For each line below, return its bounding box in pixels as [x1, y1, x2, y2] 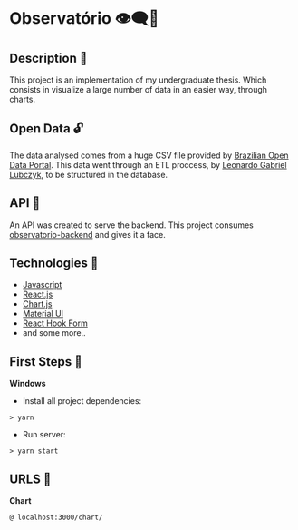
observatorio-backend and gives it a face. [9, 229, 166, 240]
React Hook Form [22, 318, 88, 329]
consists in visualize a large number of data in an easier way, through [9, 84, 268, 94]
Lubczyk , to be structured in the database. [9, 169, 168, 180]
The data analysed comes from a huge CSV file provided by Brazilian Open [9, 150, 289, 161]
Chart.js [22, 299, 53, 309]
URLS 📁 [9, 471, 52, 486]
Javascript [22, 280, 62, 290]
